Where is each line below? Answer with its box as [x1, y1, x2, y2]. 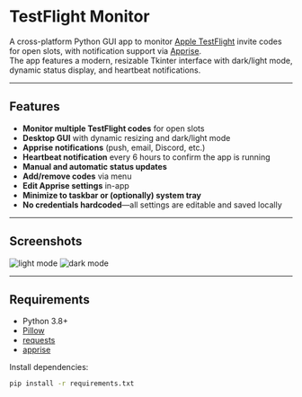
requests [22, 335, 56, 346]
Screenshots [9, 234, 83, 249]
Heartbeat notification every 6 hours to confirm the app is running [22, 151, 271, 163]
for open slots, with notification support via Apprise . [9, 45, 202, 56]
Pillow [22, 325, 45, 336]
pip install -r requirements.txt [9, 379, 135, 388]
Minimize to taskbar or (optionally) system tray [22, 190, 202, 200]
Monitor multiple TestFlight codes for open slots [22, 123, 205, 134]
